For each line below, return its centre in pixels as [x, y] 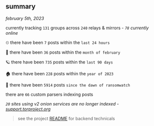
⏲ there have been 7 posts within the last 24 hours [58, 42]
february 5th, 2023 [25, 18]
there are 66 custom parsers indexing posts [49, 94]
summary [21, 7]
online [12, 33]
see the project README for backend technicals [66, 118]
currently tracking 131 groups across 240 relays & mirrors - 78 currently [77, 28]
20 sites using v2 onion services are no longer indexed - [62, 104]
